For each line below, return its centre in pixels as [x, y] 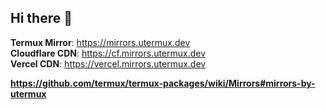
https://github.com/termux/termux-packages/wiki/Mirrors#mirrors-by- [163, 83]
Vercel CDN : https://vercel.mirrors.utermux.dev [108, 63]
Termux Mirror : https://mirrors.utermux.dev [100, 42]
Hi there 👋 [41, 18]
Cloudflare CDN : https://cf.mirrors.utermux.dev [108, 53]
